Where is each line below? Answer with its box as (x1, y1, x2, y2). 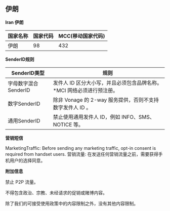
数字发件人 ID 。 (53, 104, 92, 111)
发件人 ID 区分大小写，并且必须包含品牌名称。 (53, 79, 162, 86)
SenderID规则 (5, 56, 34, 62)
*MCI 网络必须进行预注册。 (53, 87, 118, 94)
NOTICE (53, 121, 72, 128)
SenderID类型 (11, 69, 45, 76)
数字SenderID (8, 100, 40, 107)
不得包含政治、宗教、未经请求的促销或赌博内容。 (5, 189, 107, 196)
